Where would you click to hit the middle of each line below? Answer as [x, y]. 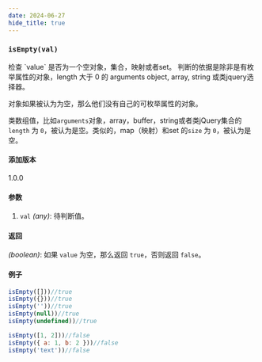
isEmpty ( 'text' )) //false [49, 350]
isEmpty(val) [33, 50]
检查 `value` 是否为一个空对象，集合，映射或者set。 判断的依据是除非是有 [128, 67]
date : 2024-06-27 [37, 15]
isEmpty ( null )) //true [44, 314]
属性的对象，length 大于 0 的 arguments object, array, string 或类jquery [131, 77]
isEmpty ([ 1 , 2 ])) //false [49, 335]
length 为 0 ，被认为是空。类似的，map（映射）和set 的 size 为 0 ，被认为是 [130, 130]
